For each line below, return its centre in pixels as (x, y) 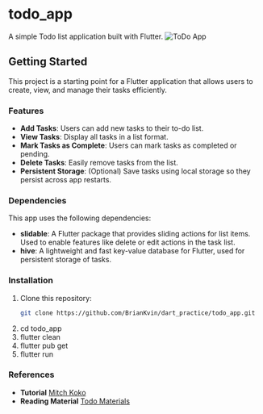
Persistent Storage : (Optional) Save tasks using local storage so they (136, 171)
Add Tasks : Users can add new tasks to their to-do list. (112, 128)
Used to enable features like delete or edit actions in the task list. (127, 242)
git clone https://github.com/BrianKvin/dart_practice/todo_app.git (138, 313)
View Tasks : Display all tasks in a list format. (94, 137)
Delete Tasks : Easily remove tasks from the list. (99, 163)
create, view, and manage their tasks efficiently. (88, 90)
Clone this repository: (56, 298)
